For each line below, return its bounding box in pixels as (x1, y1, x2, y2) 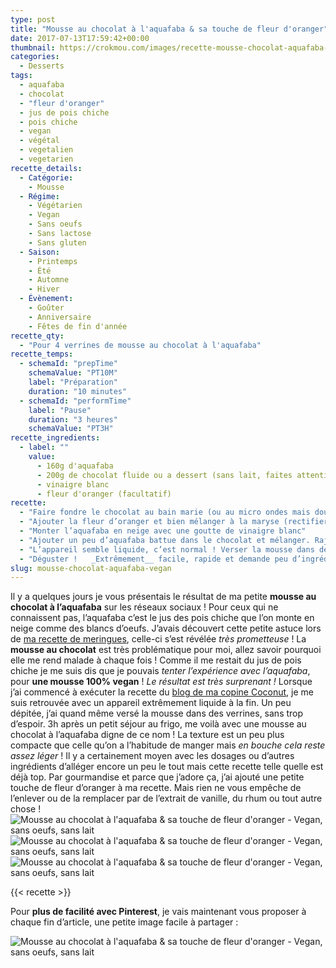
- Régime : (19, 191, 60, 201)
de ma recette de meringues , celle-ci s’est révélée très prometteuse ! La (10, 633, 307, 645)
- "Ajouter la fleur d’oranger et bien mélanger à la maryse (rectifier (19, 517, 329, 527)
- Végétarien (28, 201, 83, 211)
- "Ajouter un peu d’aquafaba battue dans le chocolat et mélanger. (19, 535, 311, 545)
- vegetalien (19, 145, 74, 155)
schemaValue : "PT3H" (28, 424, 114, 434)
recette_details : (10, 163, 83, 173)
